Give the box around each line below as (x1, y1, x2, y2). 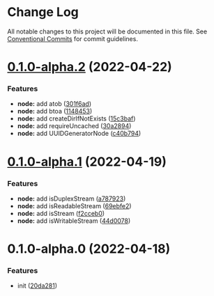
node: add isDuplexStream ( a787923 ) (17, 194, 126, 203)
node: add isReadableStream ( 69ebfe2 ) (17, 201, 132, 210)
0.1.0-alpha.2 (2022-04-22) (7, 59, 172, 75)
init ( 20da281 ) (17, 281, 58, 290)
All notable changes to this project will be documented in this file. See (7, 27, 208, 36)
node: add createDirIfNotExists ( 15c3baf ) (17, 114, 136, 123)
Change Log (7, 4, 79, 20)
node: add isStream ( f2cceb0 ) (17, 209, 105, 217)
